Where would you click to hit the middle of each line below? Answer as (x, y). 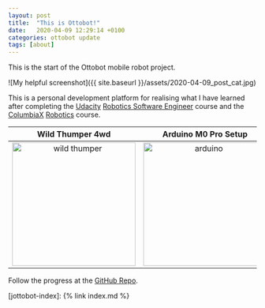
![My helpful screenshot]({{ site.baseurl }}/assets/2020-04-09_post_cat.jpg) (132, 83)
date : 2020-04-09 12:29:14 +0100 (67, 30)
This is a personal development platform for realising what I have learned (127, 98)
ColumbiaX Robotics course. (54, 115)
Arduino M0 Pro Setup (205, 134)
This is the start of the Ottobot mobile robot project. (92, 67)
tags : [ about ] (32, 45)
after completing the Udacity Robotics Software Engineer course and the (126, 107)
